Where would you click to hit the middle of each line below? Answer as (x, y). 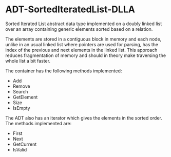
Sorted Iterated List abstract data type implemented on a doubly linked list (84, 24)
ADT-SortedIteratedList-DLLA (70, 9)
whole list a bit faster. (28, 61)
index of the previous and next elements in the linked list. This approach (81, 50)
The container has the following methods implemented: (64, 71)
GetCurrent (25, 144)
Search (20, 91)
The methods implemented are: (39, 123)
